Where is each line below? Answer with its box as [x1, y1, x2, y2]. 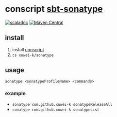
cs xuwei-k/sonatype [12, 53, 54, 58]
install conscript [12, 46, 45, 52]
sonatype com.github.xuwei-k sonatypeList [12, 107, 100, 112]
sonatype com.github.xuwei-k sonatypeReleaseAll [12, 102, 113, 107]
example [5, 90, 26, 97]
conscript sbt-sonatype [5, 3, 103, 15]
